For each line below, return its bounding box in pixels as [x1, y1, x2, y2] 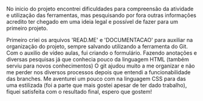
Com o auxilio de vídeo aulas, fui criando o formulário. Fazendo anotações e [6, 49, 198, 57]
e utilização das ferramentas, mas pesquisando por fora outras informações [6, 12, 196, 19]
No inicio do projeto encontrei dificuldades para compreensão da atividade [6, 5, 194, 12]
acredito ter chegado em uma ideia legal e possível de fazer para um [6, 18, 178, 25]
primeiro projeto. [6, 24, 48, 32]
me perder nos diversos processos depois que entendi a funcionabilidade [6, 69, 191, 75]
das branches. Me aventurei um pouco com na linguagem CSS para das [6, 75, 187, 82]
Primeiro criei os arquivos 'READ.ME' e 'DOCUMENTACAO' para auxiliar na [6, 37, 193, 43]
